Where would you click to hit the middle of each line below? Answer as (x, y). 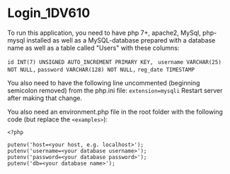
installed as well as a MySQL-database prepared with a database (121, 40)
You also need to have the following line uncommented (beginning (104, 82)
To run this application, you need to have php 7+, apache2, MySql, (104, 33)
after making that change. (45, 98)
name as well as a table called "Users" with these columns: (93, 48)
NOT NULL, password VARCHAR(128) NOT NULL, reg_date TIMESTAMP (101, 70)
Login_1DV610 (49, 13)
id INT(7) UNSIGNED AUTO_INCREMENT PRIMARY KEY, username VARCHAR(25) (114, 62)
